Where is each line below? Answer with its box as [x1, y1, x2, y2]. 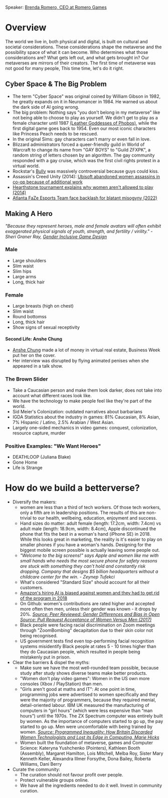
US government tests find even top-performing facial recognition [20, 638, 154, 644]
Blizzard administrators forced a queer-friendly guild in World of [12, 141, 145, 148]
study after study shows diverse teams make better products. [20, 670, 147, 676]
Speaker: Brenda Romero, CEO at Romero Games [5, 5, 107, 10]
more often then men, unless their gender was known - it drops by [20, 606, 157, 612]
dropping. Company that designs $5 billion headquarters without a [20, 568, 158, 574]
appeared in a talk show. [12, 363, 63, 369]
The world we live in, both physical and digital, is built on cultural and [5, 38, 148, 44]
